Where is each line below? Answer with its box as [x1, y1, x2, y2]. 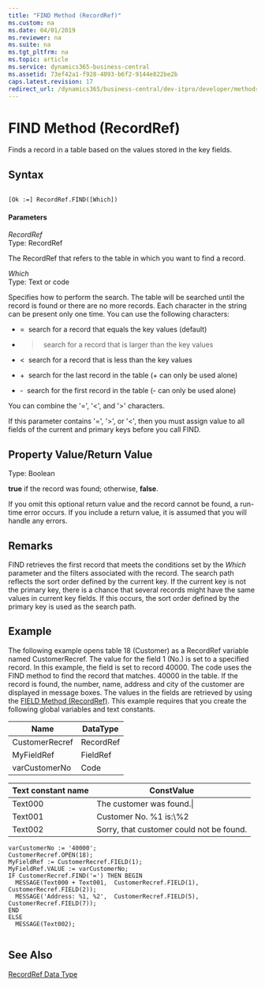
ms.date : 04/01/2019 [8, 26, 77, 34]
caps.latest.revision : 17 [8, 77, 93, 85]
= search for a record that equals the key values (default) [19, 325, 207, 334]
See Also [8, 948, 53, 962]
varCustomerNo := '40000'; [8, 844, 97, 852]
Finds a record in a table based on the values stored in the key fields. [8, 145, 233, 155]
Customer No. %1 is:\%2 [96, 811, 189, 822]
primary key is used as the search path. [8, 602, 136, 611]
